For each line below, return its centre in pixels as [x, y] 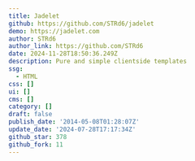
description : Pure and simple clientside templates [97, 62]
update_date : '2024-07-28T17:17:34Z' [72, 129]
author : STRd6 [32, 39]
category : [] [30, 107]
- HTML [27, 76]
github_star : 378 [38, 137]
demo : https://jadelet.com [54, 31]
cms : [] [22, 99]
